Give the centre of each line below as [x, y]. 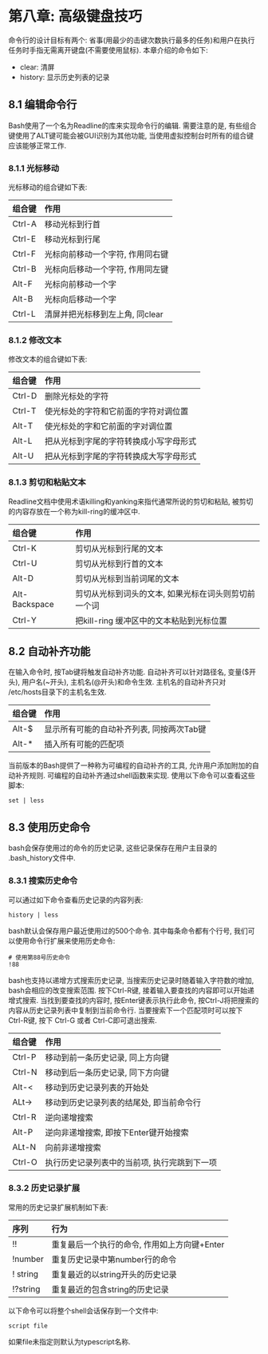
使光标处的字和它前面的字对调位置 [109, 426]
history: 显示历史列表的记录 [65, 77]
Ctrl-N [25, 1072]
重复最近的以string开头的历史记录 [114, 1274]
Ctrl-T [24, 411]
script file [28, 1326]
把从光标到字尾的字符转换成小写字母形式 [121, 441]
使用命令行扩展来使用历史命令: [65, 941]
